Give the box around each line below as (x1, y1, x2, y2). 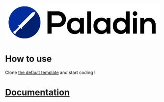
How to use (5, 53, 52, 64)
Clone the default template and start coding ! (5, 69, 96, 75)
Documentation (5, 87, 70, 98)
